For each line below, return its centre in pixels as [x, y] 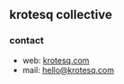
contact [27, 41]
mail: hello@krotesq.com [68, 70]
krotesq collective [61, 15]
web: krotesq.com [56, 60]
